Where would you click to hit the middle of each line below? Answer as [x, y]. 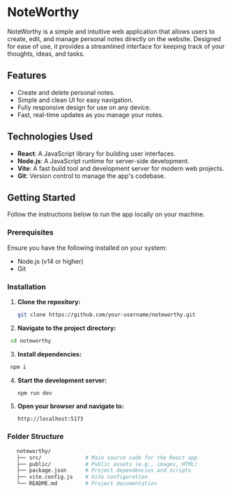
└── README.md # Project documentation [87, 484]
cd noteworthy [31, 340]
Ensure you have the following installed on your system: [87, 248]
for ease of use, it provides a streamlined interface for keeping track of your [116, 46]
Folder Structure [36, 437]
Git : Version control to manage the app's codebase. [91, 176]
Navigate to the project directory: [67, 328]
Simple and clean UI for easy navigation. [75, 100]
